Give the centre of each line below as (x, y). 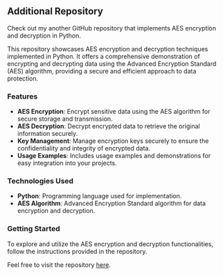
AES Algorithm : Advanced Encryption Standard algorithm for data (111, 203)
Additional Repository (55, 11)
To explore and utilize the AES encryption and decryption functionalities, (110, 244)
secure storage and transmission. (65, 119)
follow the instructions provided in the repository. (77, 251)
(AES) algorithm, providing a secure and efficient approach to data (102, 71)
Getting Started (34, 229)
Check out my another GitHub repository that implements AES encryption (112, 28)
